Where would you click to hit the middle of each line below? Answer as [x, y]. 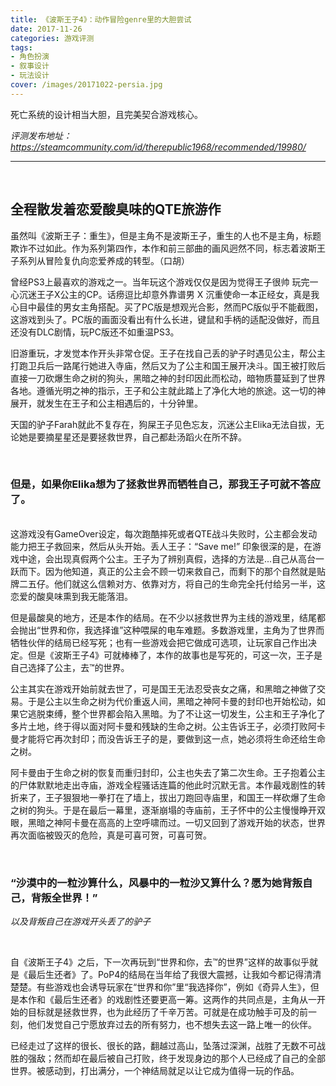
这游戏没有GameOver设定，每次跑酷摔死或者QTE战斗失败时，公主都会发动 [164, 533]
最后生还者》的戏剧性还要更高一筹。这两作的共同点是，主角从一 [185, 1000]
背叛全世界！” [64, 898]
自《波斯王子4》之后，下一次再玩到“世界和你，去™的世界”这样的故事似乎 [160, 962]
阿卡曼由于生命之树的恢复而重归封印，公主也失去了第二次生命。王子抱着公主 [168, 772]
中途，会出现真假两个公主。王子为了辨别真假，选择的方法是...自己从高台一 [171, 558]
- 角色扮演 [30, 57]
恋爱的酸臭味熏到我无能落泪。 [71, 596]
